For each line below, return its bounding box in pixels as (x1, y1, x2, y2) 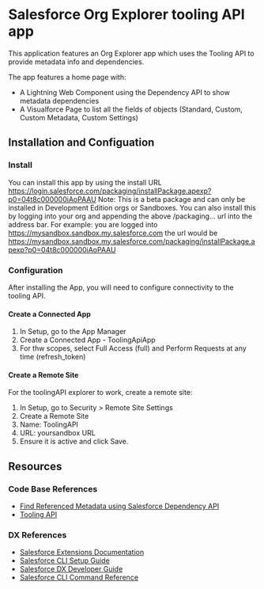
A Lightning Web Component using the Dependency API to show (19, 87, 231, 97)
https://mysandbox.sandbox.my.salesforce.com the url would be (8, 228, 218, 237)
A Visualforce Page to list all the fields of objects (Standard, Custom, (19, 104, 243, 114)
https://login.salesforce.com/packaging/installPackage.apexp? (8, 186, 212, 196)
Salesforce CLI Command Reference (19, 572, 139, 583)
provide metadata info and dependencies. (8, 57, 145, 66)
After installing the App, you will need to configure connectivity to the (8, 283, 235, 292)
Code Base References (8, 483, 98, 494)
